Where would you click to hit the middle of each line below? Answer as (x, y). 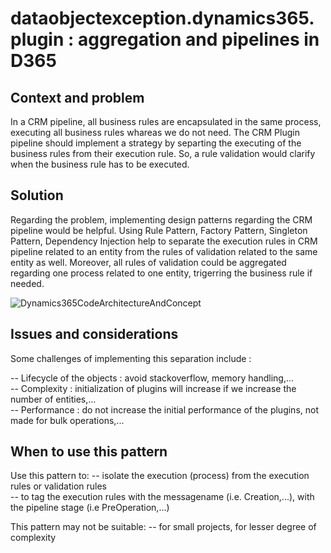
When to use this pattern (89, 452)
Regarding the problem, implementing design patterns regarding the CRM (161, 219)
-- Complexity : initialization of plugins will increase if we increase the (153, 388)
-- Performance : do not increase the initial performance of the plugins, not (165, 409)
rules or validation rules (58, 486)
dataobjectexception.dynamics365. (162, 18)
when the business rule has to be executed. (100, 164)
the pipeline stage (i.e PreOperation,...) (90, 508)
